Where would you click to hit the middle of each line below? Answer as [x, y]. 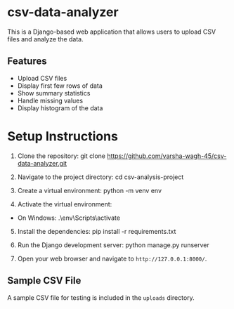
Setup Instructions [63, 136]
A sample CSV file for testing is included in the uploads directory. [101, 297]
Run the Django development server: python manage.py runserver [113, 245]
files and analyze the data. [45, 39]
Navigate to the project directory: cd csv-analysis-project [100, 177]
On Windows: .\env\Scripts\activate [69, 218]
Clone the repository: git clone [61, 156]
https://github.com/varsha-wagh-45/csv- [167, 156]
